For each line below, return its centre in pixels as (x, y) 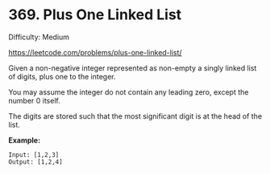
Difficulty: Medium (39, 37)
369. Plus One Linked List (95, 15)
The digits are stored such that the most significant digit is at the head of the (135, 116)
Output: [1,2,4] (35, 162)
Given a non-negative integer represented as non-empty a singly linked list (133, 68)
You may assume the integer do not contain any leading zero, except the (129, 92)
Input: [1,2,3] (34, 155)
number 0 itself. (34, 100)
